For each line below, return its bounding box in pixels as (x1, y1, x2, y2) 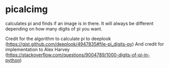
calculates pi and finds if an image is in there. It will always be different (5, 20, 154, 26)
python (5, 57, 20, 63)
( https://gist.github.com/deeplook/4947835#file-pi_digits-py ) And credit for (5, 41, 164, 47)
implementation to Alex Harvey (5, 46, 70, 52)
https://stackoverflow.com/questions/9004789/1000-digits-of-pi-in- (7, 52, 150, 58)
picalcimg (5, 4, 48, 15)
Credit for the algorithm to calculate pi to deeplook (5, 36, 111, 42)
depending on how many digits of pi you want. (5, 25, 103, 31)
